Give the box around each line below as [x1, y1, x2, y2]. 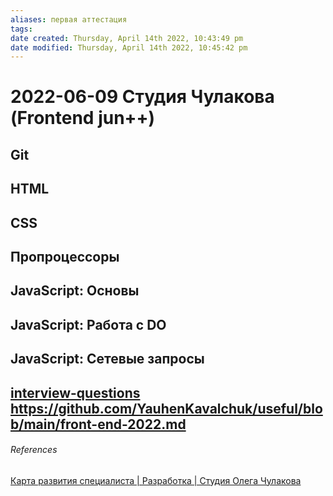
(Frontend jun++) [10, 107, 156, 130]
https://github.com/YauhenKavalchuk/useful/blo [10, 400, 323, 417]
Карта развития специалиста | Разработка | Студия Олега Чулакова [10, 474, 302, 486]
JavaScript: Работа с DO [10, 316, 167, 333]
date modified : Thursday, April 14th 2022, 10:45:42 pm [10, 42, 248, 53]
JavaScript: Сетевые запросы [10, 351, 205, 368]
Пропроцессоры [10, 249, 120, 265]
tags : [10, 24, 33, 34]
